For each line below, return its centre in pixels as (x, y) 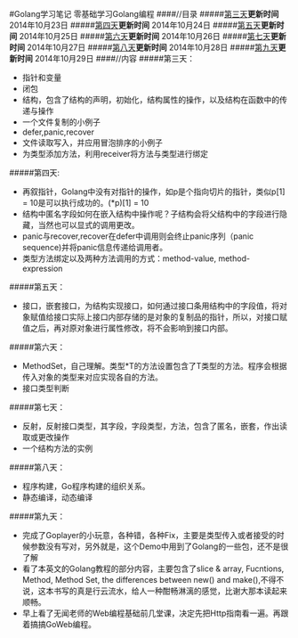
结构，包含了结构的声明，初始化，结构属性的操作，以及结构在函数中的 (151, 100)
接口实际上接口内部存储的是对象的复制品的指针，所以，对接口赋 (170, 317)
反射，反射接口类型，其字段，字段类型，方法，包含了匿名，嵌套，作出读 (154, 426)
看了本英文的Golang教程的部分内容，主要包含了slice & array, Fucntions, (153, 568)
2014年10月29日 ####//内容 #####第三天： (115, 58)
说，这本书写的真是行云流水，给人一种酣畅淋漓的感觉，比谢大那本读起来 (154, 591)
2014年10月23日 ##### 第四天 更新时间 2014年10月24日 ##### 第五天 (135, 25)
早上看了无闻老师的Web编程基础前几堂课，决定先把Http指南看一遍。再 (151, 613)
